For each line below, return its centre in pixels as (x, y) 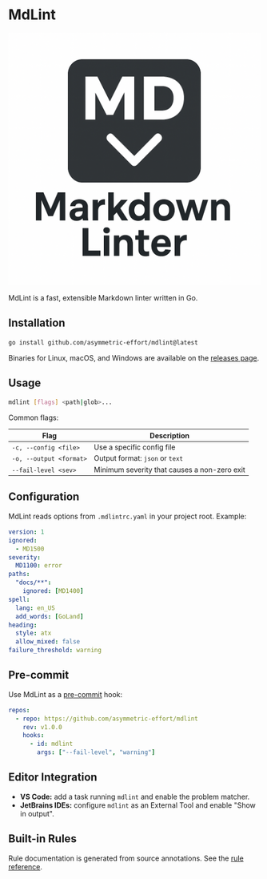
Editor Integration (53, 778)
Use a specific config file (135, 447)
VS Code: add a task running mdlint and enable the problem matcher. (135, 796)
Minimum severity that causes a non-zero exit (169, 470)
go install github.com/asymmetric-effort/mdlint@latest (103, 342)
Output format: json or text (139, 458)
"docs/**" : (34, 583)
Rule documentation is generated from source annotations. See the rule (126, 858)
